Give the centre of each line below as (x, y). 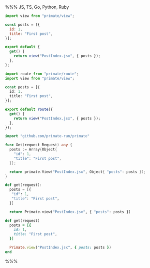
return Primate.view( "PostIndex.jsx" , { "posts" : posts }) (70, 212)
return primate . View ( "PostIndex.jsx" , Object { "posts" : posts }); (78, 172)
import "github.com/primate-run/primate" (47, 136)
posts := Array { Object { (33, 150)
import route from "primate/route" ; (42, 74)
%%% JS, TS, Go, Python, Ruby (37, 7)
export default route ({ (29, 109)
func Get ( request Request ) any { (39, 145)
